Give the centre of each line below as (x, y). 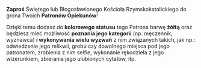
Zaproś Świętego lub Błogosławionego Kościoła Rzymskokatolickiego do (96, 9)
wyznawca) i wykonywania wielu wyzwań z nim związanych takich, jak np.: (101, 40)
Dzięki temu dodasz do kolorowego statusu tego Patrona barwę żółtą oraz (99, 27)
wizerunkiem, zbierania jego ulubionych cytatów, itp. (71, 59)
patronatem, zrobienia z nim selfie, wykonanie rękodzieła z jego (85, 52)
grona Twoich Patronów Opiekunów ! (52, 16)
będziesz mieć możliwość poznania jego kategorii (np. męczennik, (89, 33)
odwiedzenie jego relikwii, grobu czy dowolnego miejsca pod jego (88, 46)
